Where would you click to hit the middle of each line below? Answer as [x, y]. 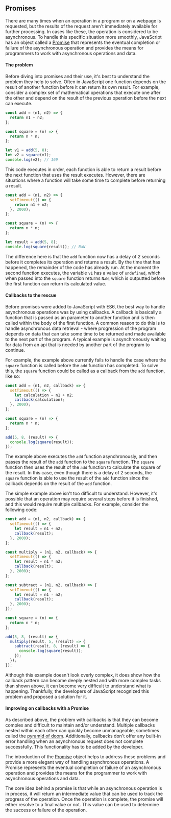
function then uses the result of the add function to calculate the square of [83, 467]
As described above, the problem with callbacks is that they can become [82, 720]
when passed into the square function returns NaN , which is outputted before [85, 278]
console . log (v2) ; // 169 [32, 160]
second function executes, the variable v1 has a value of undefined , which [83, 273]
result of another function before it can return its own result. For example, [82, 87]
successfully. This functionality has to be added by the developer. [75, 747]
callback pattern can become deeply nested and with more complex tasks [83, 680]
